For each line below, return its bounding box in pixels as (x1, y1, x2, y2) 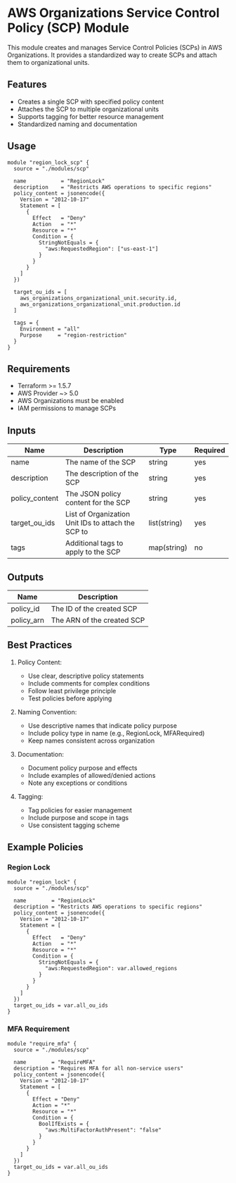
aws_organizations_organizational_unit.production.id (20, 301, 181, 308)
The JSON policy (65, 489, 122, 499)
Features (7, 79, 47, 91)
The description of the (65, 469, 139, 478)
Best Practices (7, 639, 72, 651)
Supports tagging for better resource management (17, 112, 164, 120)
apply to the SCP (65, 547, 121, 557)
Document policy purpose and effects (27, 763, 138, 772)
